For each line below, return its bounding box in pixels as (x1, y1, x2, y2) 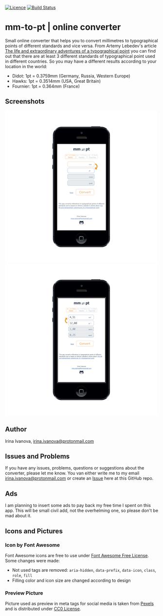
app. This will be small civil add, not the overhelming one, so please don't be (5, 507, 159, 513)
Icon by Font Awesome (5, 542, 60, 548)
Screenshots (5, 97, 45, 106)
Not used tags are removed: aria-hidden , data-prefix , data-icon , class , (12, 567, 157, 573)
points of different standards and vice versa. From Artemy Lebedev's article (5, 43, 157, 49)
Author (5, 425, 27, 434)
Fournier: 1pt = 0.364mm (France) (12, 83, 80, 89)
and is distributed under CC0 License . (5, 606, 81, 612)
